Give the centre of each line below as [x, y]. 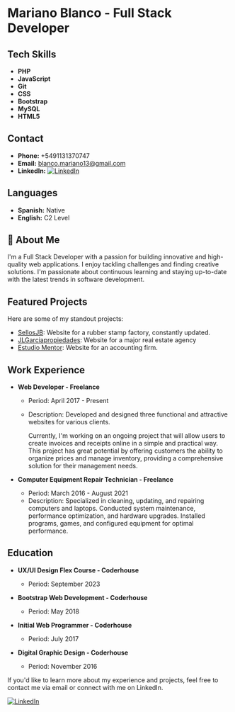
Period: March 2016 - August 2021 [78, 493]
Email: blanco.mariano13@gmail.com [71, 163]
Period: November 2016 [63, 666]
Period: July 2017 [53, 638]
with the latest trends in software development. [76, 279]
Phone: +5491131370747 [53, 156]
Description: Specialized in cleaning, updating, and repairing [116, 501]
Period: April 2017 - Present [68, 401]
